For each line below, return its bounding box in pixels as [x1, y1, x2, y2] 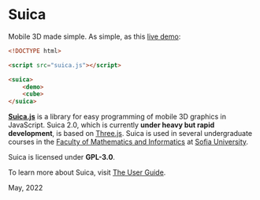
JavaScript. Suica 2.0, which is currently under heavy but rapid [8, 120, 215, 130]
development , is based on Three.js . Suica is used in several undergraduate [8, 129, 253, 138]
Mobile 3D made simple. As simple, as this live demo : [8, 32, 181, 41]
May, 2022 [8, 183, 43, 193]
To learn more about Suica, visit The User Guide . [8, 168, 166, 177]
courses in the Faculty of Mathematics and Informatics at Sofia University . [8, 137, 249, 147]
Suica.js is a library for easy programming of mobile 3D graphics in [8, 112, 227, 122]
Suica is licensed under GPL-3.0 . [8, 153, 116, 162]
